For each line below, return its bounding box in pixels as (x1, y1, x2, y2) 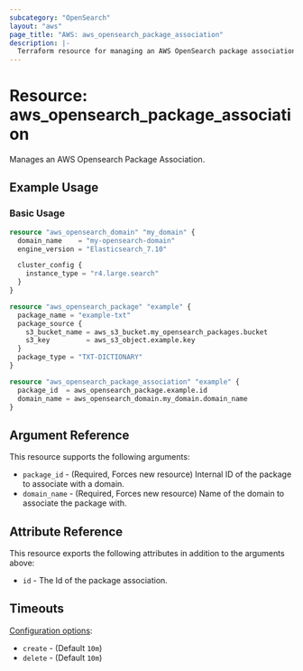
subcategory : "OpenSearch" (9, 13, 111, 23)
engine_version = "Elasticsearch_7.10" (17, 245, 168, 254)
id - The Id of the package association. (22, 575, 169, 585)
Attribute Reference (9, 524, 124, 539)
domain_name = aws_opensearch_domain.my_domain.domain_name (17, 394, 248, 403)
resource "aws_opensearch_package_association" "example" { (9, 377, 241, 387)
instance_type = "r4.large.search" (25, 269, 160, 278)
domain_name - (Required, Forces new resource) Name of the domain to (22, 489, 285, 499)
